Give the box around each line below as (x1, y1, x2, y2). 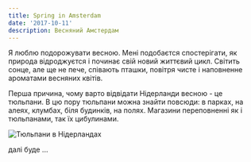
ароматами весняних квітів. (8, 73, 103, 83)
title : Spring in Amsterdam (8, 11, 102, 20)
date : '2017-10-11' (8, 19, 73, 27)
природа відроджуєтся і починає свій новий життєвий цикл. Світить (8, 56, 240, 66)
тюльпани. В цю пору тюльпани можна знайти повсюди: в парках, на (8, 97, 244, 107)
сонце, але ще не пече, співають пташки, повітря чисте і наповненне (8, 65, 243, 75)
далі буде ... (8, 145, 48, 155)
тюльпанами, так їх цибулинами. (8, 114, 119, 124)
